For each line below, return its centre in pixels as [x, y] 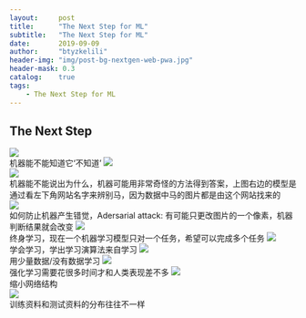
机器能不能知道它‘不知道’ [56, 163]
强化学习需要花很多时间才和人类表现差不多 [89, 272]
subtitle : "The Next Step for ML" [79, 35]
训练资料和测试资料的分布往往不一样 [77, 304]
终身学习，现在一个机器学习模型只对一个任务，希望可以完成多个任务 [137, 239]
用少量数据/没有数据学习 [55, 262]
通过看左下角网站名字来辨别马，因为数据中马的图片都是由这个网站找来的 [145, 195]
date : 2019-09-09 [55, 43]
